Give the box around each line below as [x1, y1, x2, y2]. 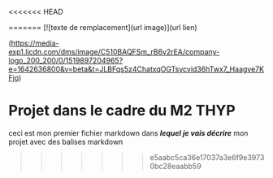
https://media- [11, 38, 59, 48]
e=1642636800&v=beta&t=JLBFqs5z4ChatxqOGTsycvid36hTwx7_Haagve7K [8, 64, 265, 74]
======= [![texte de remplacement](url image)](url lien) [8, 23, 197, 32]
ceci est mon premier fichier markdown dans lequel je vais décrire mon [8, 128, 249, 137]
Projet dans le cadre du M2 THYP [8, 102, 236, 120]
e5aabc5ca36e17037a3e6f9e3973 [149, 152, 265, 162]
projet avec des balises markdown [8, 137, 123, 146]
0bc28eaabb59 [149, 161, 201, 171]
